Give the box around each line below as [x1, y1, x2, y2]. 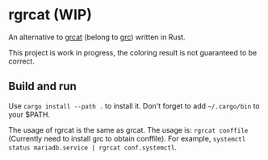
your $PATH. [8, 109, 51, 119]
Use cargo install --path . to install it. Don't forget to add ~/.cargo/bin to [8, 101, 260, 110]
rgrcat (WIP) [8, 6, 93, 24]
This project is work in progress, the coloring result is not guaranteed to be [8, 47, 258, 57]
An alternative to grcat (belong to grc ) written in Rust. [8, 32, 186, 42]
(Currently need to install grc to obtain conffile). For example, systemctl [8, 133, 246, 143]
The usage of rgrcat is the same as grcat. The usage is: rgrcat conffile [8, 125, 249, 134]
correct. [8, 56, 35, 66]
